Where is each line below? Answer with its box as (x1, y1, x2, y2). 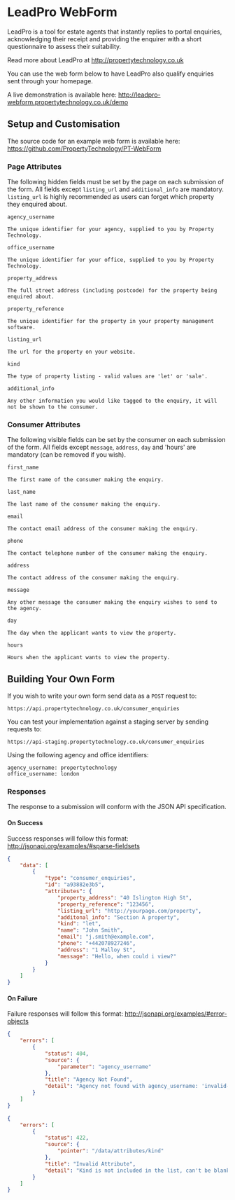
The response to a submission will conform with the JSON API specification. (7, 803, 227, 811)
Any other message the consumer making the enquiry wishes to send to (7, 599, 218, 606)
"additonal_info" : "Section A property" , (57, 913, 180, 921)
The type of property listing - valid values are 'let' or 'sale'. (7, 373, 208, 380)
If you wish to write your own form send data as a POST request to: (7, 691, 197, 701)
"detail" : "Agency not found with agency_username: (44, 1083, 199, 1090)
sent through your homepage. (7, 76, 93, 85)
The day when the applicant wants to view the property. (7, 630, 177, 637)
